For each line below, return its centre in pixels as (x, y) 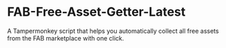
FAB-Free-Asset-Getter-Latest (96, 12)
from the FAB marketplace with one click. (66, 38)
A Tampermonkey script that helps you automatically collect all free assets (113, 31)
